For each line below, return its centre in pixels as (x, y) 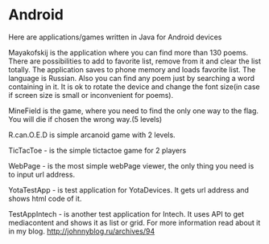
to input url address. (41, 174)
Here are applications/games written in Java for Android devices (115, 37)
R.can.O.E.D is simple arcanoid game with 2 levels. (92, 135)
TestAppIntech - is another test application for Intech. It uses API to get (126, 213)
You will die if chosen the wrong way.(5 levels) (85, 119)
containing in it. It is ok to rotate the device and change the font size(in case (134, 87)
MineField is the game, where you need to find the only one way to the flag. (134, 111)
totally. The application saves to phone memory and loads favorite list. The (132, 69)
